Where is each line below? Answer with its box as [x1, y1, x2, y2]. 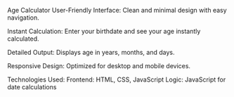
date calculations [7, 83, 57, 91]
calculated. [7, 34, 40, 43]
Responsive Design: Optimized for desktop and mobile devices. [7, 62, 191, 70]
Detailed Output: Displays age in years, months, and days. [7, 48, 175, 56]
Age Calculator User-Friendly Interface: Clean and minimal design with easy [7, 6, 227, 14]
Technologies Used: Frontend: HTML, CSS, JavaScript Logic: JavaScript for [7, 75, 226, 84]
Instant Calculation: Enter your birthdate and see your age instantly [7, 27, 201, 35]
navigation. [7, 13, 40, 22]
